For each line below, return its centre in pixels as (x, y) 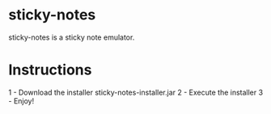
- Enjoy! (21, 101)
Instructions (50, 70)
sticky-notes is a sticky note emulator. (72, 37)
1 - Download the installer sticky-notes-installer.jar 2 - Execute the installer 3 (136, 92)
